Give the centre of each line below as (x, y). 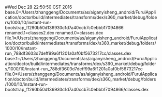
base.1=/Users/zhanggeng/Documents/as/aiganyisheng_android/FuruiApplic (81, 58)
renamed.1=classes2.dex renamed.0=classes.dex (54, 33)
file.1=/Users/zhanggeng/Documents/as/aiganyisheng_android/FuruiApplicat (81, 38)
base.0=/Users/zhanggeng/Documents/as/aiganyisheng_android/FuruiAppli (81, 12)
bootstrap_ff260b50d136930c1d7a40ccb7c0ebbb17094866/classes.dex (77, 89)
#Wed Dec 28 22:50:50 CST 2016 (39, 7)
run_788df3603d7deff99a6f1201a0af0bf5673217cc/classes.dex (68, 53)
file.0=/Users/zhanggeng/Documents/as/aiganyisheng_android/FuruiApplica (81, 74)
